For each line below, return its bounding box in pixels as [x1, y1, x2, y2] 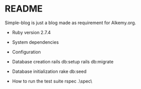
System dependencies [12, 39, 59, 45]
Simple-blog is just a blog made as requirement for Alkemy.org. [5, 20, 136, 26]
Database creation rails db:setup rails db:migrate [12, 58, 114, 64]
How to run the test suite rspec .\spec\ [12, 78, 92, 84]
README [5, 3, 43, 15]
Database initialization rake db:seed [12, 68, 87, 74]
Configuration [12, 49, 41, 55]
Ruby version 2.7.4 [12, 29, 51, 35]
